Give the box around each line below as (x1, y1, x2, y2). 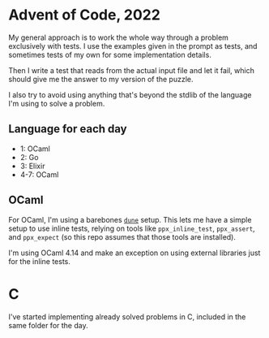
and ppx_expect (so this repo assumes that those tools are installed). (8, 232, 237, 241)
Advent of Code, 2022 (8, 6, 160, 24)
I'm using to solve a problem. (8, 98, 105, 108)
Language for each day (8, 122, 127, 136)
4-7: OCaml (19, 169, 59, 180)
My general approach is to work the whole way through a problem (8, 32, 229, 42)
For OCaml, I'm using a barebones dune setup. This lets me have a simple (8, 214, 252, 224)
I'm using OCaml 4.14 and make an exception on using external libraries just (8, 248, 261, 258)
